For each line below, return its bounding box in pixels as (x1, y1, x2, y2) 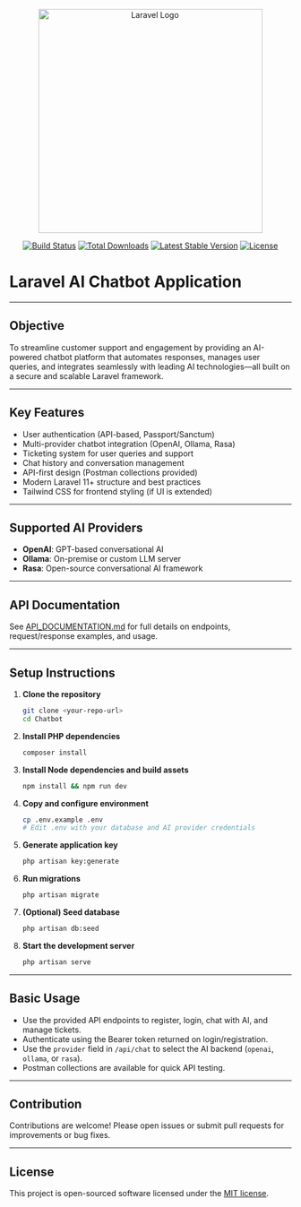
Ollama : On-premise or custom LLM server (21, 554, 182, 565)
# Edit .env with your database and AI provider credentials (21, 823, 256, 832)
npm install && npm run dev (21, 781, 127, 790)
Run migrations (21, 874, 81, 884)
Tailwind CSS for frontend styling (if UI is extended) (21, 486, 213, 496)
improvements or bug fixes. (9, 1130, 111, 1141)
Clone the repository (21, 689, 101, 699)
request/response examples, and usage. (9, 631, 159, 642)
